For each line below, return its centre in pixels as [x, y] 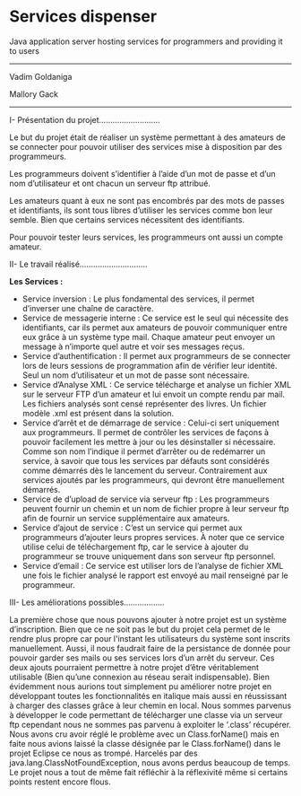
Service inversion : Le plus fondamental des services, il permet [138, 299]
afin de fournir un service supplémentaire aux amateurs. [126, 518]
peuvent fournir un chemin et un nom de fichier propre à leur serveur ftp [155, 508]
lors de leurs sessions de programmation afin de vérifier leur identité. [150, 365]
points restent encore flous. [60, 782]
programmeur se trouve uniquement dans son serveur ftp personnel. [149, 556]
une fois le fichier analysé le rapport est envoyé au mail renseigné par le [155, 575]
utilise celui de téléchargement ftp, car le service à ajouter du [135, 547]
